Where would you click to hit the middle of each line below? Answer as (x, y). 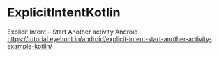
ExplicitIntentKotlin (64, 13)
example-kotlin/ (30, 46)
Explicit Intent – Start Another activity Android (73, 32)
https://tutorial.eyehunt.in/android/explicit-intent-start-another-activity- (110, 38)
